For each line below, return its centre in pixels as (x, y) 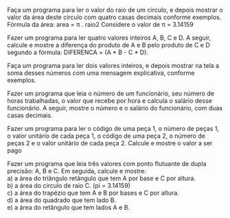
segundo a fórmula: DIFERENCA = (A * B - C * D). (78, 52)
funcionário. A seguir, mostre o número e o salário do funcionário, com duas (115, 108)
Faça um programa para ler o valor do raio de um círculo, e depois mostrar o (115, 10)
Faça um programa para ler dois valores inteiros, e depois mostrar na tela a (113, 65)
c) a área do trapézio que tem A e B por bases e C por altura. (93, 193)
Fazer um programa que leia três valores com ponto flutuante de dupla (107, 163)
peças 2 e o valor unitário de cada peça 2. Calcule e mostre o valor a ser (110, 143)
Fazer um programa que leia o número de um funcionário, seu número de (111, 93)
